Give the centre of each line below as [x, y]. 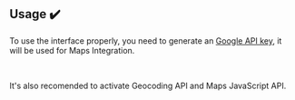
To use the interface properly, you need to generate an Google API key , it [146, 40]
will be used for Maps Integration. [72, 50]
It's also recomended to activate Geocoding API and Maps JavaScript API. [148, 85]
